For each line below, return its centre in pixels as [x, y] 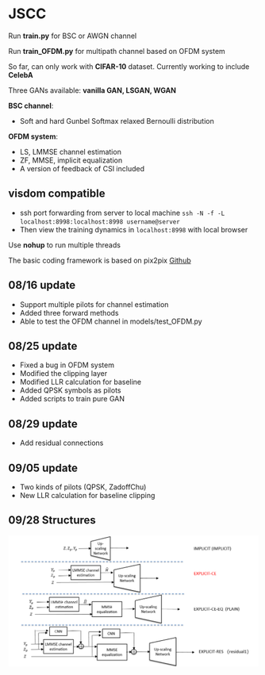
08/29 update [43, 424]
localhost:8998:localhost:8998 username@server [100, 222]
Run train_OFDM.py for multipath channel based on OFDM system [117, 51]
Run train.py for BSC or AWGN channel [73, 36]
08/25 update [43, 346]
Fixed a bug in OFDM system [67, 365]
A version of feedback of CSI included [82, 168]
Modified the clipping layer [63, 374]
